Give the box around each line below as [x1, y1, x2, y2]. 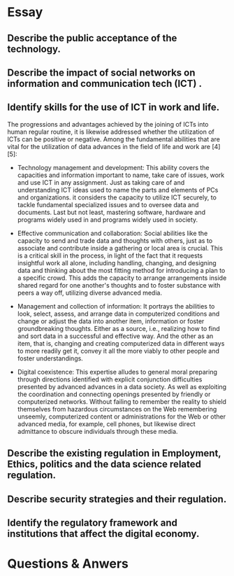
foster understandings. [17, 354, 84, 363]
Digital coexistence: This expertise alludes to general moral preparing [17, 367, 218, 376]
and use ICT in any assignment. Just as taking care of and [17, 178, 185, 186]
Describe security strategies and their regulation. [7, 493, 227, 505]
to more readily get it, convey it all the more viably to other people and [17, 346, 220, 355]
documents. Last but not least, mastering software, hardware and [17, 208, 206, 216]
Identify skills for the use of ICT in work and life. [7, 101, 220, 113]
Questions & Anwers [7, 556, 129, 572]
